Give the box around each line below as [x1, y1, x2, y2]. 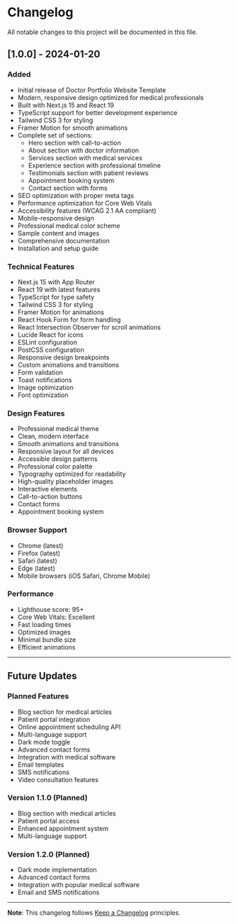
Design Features [7, 408, 65, 418]
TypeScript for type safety [17, 292, 95, 301]
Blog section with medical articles [17, 809, 117, 818]
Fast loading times [17, 620, 72, 628]
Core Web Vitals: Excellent [17, 613, 96, 621]
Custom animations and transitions [17, 360, 119, 369]
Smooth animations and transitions [17, 440, 119, 448]
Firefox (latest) [17, 549, 61, 557]
